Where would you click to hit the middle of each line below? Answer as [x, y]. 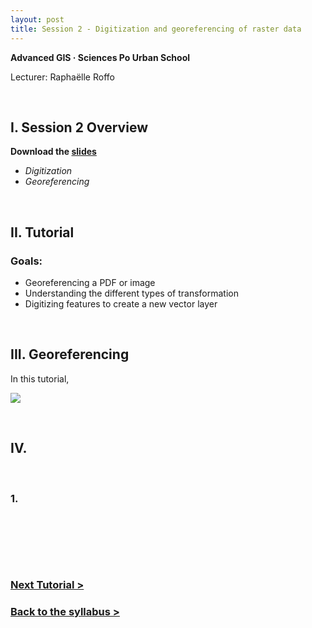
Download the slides [53, 152]
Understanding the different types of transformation [131, 293]
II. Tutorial [42, 232]
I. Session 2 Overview [79, 127]
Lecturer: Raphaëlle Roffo [62, 77]
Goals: [26, 261]
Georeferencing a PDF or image [90, 282]
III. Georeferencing [70, 354]
